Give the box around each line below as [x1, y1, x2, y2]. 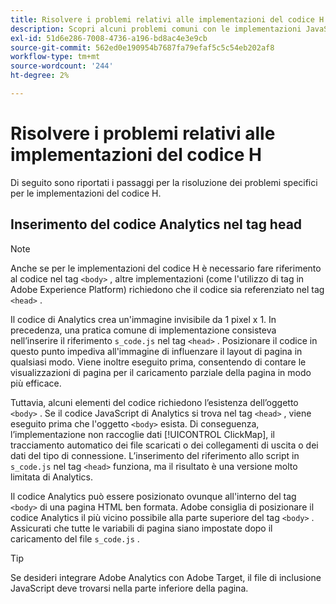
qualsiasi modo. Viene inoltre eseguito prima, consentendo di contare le [10, 356, 307, 368]
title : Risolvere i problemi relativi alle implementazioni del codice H [10, 14, 325, 25]
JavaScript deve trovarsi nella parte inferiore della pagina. [10, 582, 249, 594]
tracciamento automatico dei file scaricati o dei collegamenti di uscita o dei [10, 439, 319, 451]
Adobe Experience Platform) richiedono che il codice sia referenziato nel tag [10, 283, 325, 295]
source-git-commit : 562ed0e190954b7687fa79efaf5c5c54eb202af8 [10, 42, 275, 53]
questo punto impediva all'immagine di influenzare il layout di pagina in [10, 345, 303, 357]
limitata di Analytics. [10, 471, 94, 483]
